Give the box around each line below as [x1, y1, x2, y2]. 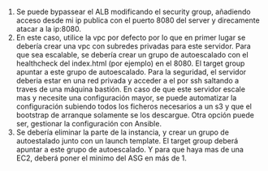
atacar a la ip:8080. [15, 24, 82, 33]
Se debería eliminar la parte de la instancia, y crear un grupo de [15, 127, 230, 137]
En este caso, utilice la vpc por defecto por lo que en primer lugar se [15, 32, 246, 42]
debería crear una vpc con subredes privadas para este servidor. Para [15, 41, 252, 51]
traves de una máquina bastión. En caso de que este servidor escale [15, 84, 246, 94]
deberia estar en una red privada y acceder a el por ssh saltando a [15, 76, 240, 85]
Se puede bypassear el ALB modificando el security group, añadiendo [15, 7, 251, 16]
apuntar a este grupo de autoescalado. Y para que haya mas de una [15, 145, 244, 154]
